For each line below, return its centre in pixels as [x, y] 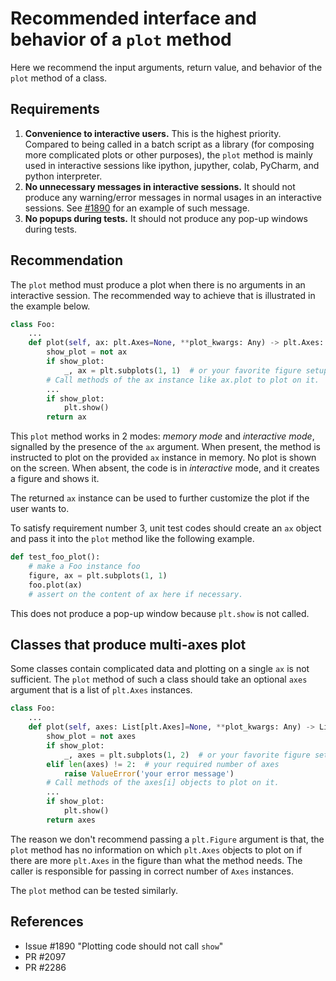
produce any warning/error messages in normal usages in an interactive [173, 197]
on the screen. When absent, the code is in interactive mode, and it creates [165, 468]
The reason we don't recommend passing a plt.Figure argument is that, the [167, 839]
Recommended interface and [133, 18]
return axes [71, 820]
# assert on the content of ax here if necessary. [136, 594]
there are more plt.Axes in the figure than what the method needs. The [156, 860]
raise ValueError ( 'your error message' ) [149, 773]
